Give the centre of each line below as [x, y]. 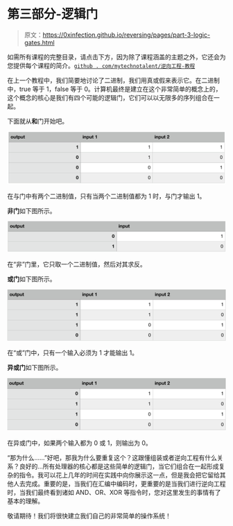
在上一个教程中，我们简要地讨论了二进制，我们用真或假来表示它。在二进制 [113, 80]
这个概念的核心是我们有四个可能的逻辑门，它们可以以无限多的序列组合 [107, 97]
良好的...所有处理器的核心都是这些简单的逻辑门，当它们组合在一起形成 [119, 466]
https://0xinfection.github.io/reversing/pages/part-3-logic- [126, 35]
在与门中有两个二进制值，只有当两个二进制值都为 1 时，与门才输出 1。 [106, 196]
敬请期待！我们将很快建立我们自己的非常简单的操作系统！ [89, 516]
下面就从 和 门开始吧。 [37, 121]
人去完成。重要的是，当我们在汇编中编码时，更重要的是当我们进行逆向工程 [119, 484]
